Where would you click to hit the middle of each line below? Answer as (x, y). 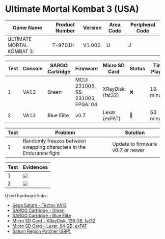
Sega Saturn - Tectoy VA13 (39, 205)
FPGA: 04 (86, 104)
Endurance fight (41, 153)
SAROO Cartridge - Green (38, 210)
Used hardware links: (27, 195)
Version (92, 27)
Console (33, 68)
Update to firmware (135, 144)
